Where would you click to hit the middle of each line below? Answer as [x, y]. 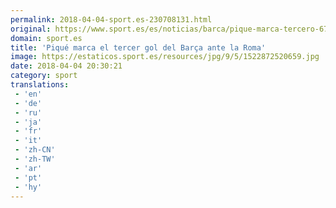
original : [31, 29]
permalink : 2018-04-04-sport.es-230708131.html [111, 19]
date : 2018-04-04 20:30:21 [66, 66]
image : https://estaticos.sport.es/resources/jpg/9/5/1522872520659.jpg [165, 57]
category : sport [44, 76]
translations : [40, 85]
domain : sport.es [46, 38]
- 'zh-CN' [35, 150]
